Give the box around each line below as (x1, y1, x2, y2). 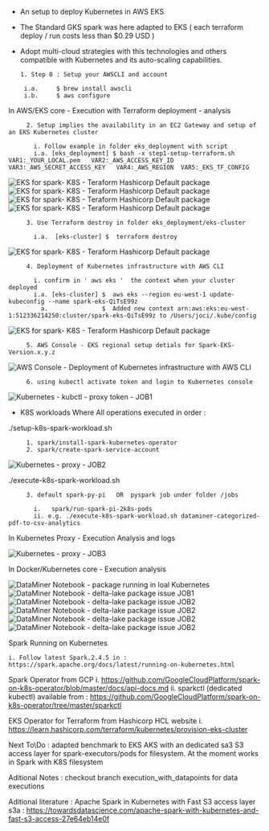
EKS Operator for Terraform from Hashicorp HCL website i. (8, 716, 203, 726)
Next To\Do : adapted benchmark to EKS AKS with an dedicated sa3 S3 (8, 740, 244, 750)
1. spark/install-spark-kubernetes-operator (26, 439, 178, 447)
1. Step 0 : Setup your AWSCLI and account (19, 71, 169, 79)
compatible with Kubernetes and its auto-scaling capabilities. (19, 55, 222, 64)
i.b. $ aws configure (23, 92, 111, 100)
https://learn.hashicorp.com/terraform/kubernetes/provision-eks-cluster (8, 725, 248, 734)
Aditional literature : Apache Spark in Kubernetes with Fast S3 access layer (8, 797, 256, 806)
